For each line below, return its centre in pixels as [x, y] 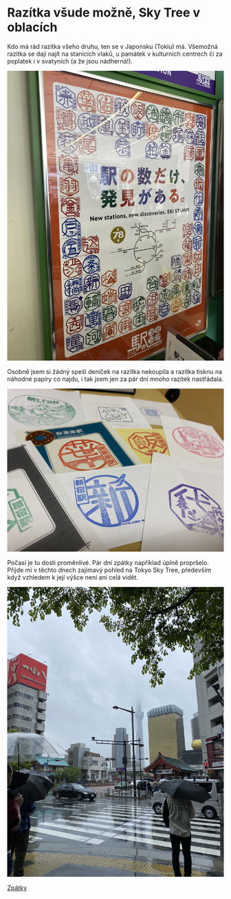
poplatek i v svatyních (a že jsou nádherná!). [70, 61]
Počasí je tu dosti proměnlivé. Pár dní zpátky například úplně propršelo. [108, 562]
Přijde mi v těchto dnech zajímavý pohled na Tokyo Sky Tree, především [109, 570]
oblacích [32, 27]
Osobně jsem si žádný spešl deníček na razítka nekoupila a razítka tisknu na [115, 371]
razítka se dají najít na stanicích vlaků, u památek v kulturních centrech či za [115, 54]
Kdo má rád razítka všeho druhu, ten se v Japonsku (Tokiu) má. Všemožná [112, 46]
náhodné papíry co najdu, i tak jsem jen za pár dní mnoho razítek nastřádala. [115, 379]
